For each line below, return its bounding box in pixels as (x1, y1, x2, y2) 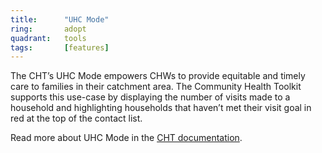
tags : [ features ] (10, 42, 110, 53)
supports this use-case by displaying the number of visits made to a (10, 91, 291, 103)
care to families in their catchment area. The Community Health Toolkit (10, 81, 302, 93)
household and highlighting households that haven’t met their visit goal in (10, 102, 312, 114)
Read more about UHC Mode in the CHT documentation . (10, 132, 243, 144)
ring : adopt (10, 24, 87, 34)
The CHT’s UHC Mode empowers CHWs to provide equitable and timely (10, 70, 306, 82)
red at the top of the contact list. (10, 112, 143, 125)
